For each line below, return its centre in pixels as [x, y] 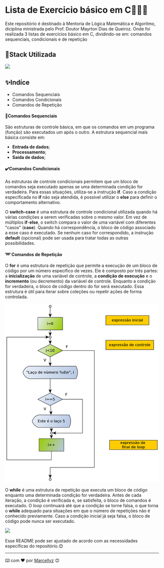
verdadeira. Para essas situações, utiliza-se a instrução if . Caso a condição [81, 192]
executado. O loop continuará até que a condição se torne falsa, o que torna [82, 506]
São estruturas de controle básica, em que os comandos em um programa [80, 127]
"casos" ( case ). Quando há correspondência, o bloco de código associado [81, 227]
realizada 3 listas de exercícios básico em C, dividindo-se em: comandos [79, 34]
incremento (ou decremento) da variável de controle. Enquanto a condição [81, 281]
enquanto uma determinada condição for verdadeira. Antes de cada [73, 495]
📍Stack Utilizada [31, 55]
